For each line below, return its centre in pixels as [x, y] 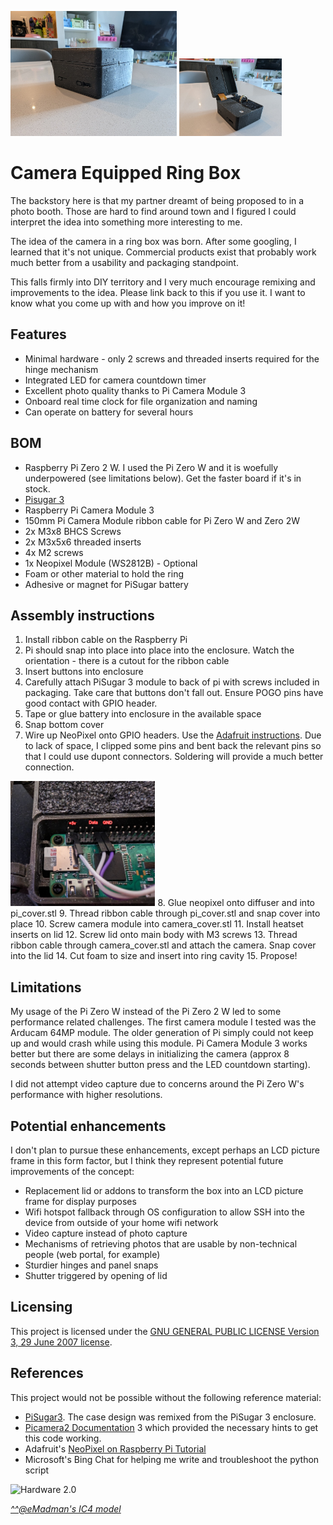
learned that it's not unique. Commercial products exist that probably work [163, 252]
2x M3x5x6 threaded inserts [83, 542]
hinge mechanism [61, 369]
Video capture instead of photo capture [106, 1233]
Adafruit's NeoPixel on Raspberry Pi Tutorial [115, 1448]
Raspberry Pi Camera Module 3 [89, 510]
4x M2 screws [54, 552]
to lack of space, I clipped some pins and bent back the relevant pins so [173, 746]
